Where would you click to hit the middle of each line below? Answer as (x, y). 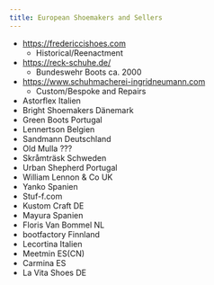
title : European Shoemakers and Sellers (86, 18)
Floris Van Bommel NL (63, 225)
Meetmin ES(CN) (53, 254)
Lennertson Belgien (58, 129)
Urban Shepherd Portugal (70, 167)
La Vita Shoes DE (54, 272)
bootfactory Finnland (61, 234)
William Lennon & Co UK (67, 177)
